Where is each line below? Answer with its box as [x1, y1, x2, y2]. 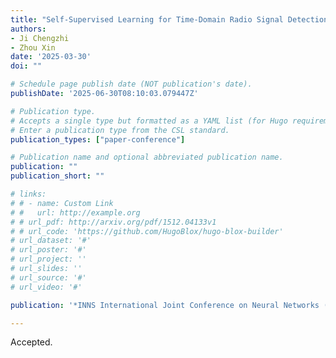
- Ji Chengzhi [10, 33, 70, 43]
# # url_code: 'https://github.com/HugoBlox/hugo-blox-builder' [10, 226, 284, 236]
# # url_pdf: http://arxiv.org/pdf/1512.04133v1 [10, 217, 217, 227]
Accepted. [10, 336, 53, 348]
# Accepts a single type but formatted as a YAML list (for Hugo [10, 116, 288, 126]
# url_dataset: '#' [10, 236, 92, 246]
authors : [10, 24, 47, 34]
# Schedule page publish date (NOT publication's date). [10, 79, 253, 90]
